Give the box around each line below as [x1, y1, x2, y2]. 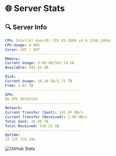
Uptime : [5, 132, 21, 138]
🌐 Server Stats [5, 3, 65, 14]
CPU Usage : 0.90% [5, 43, 40, 47]
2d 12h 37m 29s [5, 137, 36, 142]
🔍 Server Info [5, 23, 47, 31]
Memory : [5, 56, 21, 61]
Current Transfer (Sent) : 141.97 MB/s [5, 110, 83, 115]
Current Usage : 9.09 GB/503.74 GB [5, 61, 75, 66]
